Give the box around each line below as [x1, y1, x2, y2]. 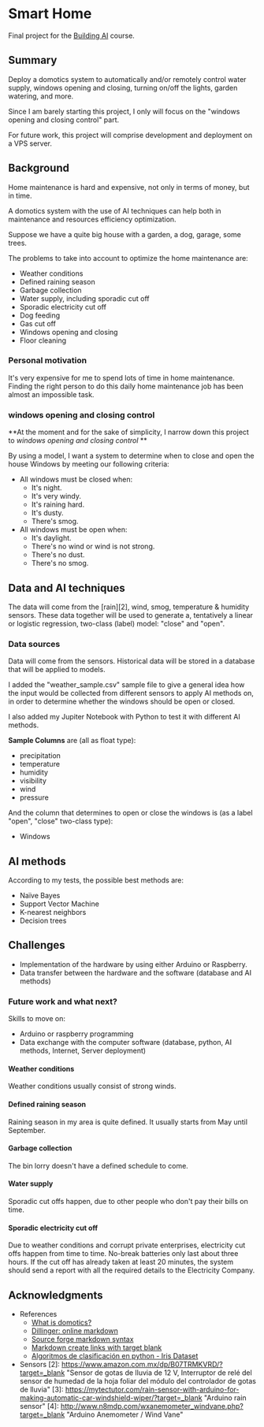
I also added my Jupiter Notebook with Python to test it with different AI [8, 712, 240, 722]
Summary [8, 54, 58, 67]
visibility [19, 776, 47, 786]
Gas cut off [19, 318, 57, 328]
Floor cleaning [19, 336, 67, 345]
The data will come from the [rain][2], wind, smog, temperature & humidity [8, 602, 250, 611]
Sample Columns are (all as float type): [8, 736, 136, 745]
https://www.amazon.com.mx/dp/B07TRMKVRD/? [61, 1360, 223, 1369]
